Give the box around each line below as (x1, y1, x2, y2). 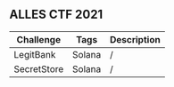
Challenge (16, 33, 61, 45)
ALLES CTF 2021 (9, 7, 104, 22)
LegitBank (13, 48, 56, 60)
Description (110, 33, 161, 45)
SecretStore (13, 62, 64, 75)
